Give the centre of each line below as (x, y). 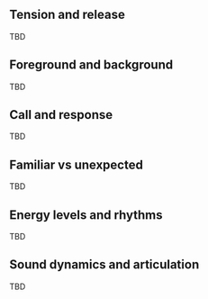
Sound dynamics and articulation (104, 265)
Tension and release (68, 15)
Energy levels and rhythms (86, 215)
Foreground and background (91, 65)
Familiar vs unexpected (77, 164)
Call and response (61, 115)
